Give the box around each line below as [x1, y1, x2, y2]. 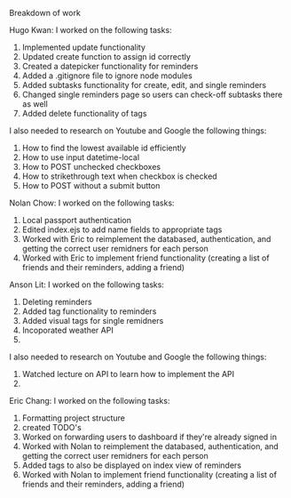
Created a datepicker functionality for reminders [21, 61, 199, 71]
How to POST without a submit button [21, 181, 161, 190]
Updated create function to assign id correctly [21, 52, 191, 61]
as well [21, 99, 49, 109]
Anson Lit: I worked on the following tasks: [9, 279, 164, 290]
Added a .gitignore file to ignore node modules [21, 70, 193, 81]
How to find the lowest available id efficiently [21, 142, 186, 153]
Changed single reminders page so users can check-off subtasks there [21, 89, 283, 100]
